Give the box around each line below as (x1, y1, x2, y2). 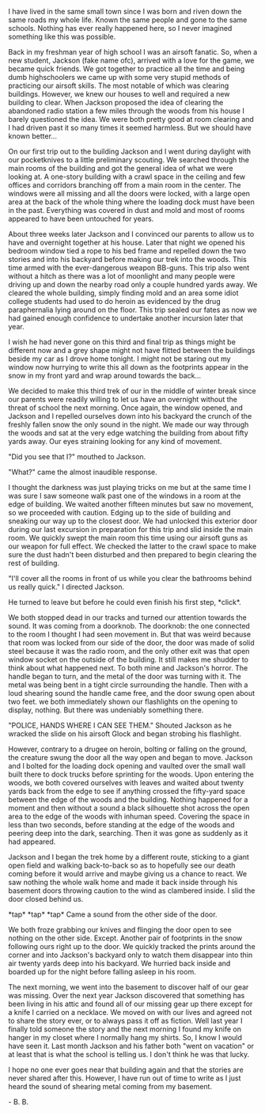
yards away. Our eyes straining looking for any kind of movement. (8, 437, 222, 446)
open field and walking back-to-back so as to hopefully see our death (8, 860, 236, 870)
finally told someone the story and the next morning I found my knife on (8, 1024, 241, 1034)
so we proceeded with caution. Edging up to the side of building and (8, 508, 231, 517)
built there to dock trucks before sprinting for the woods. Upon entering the (8, 769, 255, 779)
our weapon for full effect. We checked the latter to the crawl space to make (8, 541, 257, 551)
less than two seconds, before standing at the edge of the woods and (8, 820, 235, 830)
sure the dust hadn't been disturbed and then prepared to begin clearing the (8, 550, 257, 559)
